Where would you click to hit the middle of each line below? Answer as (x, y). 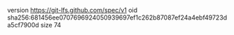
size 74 (51, 25)
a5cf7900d (23, 25)
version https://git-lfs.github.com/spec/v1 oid (73, 10)
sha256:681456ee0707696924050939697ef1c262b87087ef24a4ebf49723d (117, 17)
